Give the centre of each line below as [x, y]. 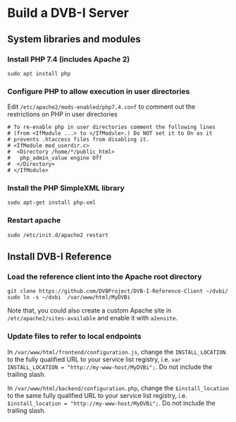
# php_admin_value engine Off [55, 158]
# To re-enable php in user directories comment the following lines [112, 127]
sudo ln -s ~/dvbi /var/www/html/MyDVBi [69, 298]
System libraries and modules [74, 39]
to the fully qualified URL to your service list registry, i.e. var [94, 359]
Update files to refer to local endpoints [75, 337]
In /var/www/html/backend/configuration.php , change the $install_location [118, 388]
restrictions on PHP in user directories [62, 114]
